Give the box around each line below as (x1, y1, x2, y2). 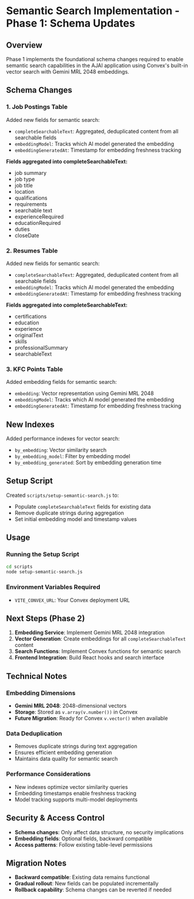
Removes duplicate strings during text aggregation (14, 743, 138, 750)
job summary (14, 169, 47, 176)
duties (14, 225, 31, 233)
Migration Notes (6, 858, 66, 868)
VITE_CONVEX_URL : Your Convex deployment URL (14, 596, 131, 603)
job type (14, 175, 35, 183)
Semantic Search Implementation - (6, 4, 180, 18)
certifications (14, 313, 47, 320)
